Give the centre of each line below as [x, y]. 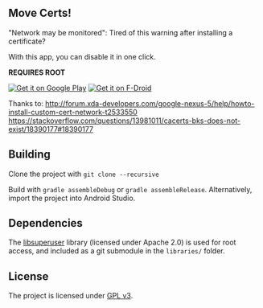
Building [29, 155]
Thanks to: [26, 103]
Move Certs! [40, 13]
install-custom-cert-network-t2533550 [73, 112]
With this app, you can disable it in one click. [82, 56]
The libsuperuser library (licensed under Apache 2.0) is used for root [122, 242]
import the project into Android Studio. [72, 198]
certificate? [27, 41]
